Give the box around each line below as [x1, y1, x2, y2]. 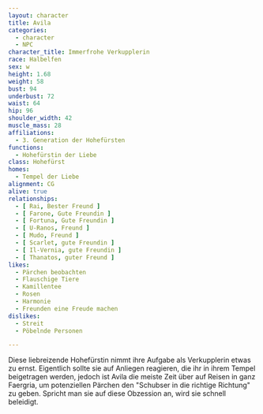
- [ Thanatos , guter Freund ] [15, 253, 115, 261]
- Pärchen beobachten [15, 268, 87, 276]
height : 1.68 [8, 70, 51, 78]
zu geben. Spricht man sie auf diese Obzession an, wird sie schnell [8, 389, 227, 398]
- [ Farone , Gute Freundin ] [15, 210, 111, 218]
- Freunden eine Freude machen [15, 304, 118, 312]
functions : [8, 144, 44, 151]
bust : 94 [8, 84, 37, 93]
